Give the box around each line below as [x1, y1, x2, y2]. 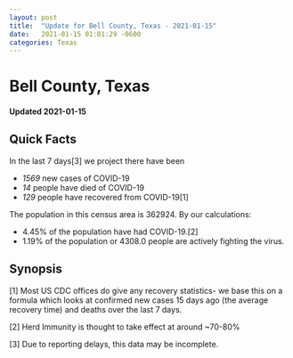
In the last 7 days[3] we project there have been [9, 155, 185, 166]
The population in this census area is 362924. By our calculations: [9, 208, 252, 219]
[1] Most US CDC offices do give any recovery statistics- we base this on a [9, 285, 283, 296]
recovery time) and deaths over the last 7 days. [9, 304, 183, 314]
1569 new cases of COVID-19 [21, 173, 130, 183]
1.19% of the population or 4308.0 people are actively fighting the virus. [21, 235, 285, 246]
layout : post [9, 12, 58, 22]
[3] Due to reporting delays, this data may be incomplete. [9, 338, 219, 349]
